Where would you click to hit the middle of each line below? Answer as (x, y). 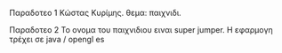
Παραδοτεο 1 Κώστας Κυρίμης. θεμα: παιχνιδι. (96, 13)
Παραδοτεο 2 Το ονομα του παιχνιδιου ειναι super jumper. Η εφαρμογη (141, 30)
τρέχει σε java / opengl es (57, 39)
